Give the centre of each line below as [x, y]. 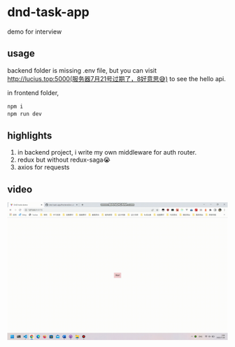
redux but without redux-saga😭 [64, 160]
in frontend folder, [33, 92]
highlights [30, 135]
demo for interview [35, 31]
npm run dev [24, 114]
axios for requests [43, 167]
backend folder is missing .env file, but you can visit [82, 70]
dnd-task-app [48, 12]
